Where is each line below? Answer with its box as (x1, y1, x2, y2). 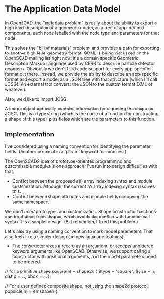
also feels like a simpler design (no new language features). (5, 233, 125, 239)
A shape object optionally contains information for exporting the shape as (5, 106, 153, 111)
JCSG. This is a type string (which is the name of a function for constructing (5, 110, 159, 116)
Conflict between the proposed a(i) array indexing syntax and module (12, 178, 153, 184)
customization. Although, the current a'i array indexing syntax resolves (12, 183, 155, 189)
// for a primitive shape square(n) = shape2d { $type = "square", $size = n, (5, 268, 156, 274)
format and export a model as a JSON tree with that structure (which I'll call (5, 76, 158, 82)
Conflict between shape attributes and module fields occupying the (12, 193, 148, 199)
